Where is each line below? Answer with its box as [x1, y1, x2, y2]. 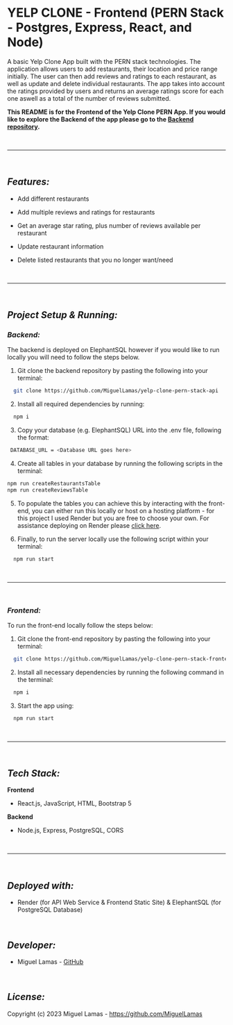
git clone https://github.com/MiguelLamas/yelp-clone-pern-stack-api [13, 387, 218, 394]
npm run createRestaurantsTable [7, 481, 101, 487]
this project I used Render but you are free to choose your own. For [17, 514, 209, 522]
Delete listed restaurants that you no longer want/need [17, 256, 173, 264]
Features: [7, 176, 50, 188]
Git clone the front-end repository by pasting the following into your [17, 634, 211, 643]
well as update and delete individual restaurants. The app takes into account [7, 79, 225, 87]
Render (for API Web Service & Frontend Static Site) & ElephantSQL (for [17, 898, 222, 907]
